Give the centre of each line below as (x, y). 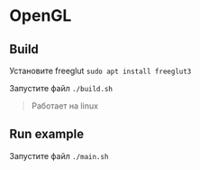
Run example (46, 134)
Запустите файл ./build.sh (61, 88)
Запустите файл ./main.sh (59, 156)
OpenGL (41, 16)
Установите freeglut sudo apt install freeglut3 (100, 71)
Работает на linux (65, 106)
